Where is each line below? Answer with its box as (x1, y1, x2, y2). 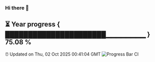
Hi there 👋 (5, 4, 30, 11)
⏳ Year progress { (5, 20, 61, 29)
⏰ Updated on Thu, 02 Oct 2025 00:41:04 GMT (5, 51, 101, 57)
